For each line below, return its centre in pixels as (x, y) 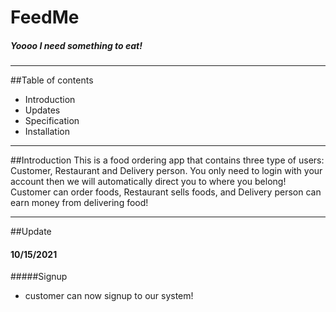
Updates (42, 110)
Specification (52, 121)
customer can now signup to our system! (109, 296)
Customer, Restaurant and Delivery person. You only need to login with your (166, 171)
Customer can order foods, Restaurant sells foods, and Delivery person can (166, 192)
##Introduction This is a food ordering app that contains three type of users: (167, 160)
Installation (47, 132)
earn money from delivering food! (79, 203)
